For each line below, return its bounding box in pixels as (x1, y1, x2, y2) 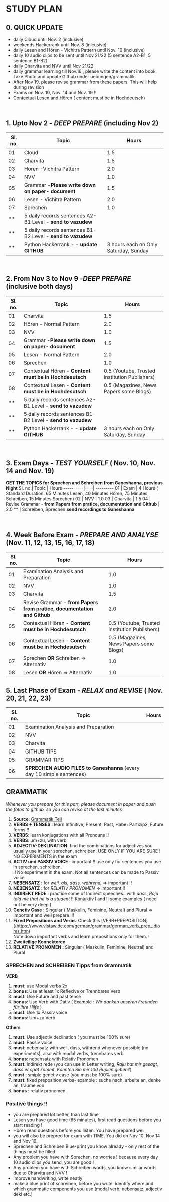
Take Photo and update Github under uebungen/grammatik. (13, 74, 136, 79)
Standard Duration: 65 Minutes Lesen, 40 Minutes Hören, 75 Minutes (6, 490, 148, 497)
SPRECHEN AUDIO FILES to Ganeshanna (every (25, 765, 140, 772)
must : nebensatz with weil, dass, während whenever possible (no (13, 1045, 149, 1051)
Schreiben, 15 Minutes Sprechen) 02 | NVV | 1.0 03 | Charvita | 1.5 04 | (6, 496, 151, 502)
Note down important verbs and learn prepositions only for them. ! (13, 933, 150, 939)
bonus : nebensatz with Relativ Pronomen (13, 1056, 98, 1062)
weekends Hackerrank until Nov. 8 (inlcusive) (13, 42, 107, 48)
